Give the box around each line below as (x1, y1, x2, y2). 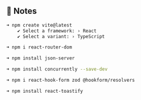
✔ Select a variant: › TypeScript (17, 33, 105, 39)
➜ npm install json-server (6, 55, 75, 61)
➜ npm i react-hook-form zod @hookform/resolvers (6, 77, 136, 84)
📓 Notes (6, 6, 37, 16)
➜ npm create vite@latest (6, 22, 72, 28)
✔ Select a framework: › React (17, 28, 97, 34)
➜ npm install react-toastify (6, 88, 84, 94)
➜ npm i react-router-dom (6, 44, 72, 50)
